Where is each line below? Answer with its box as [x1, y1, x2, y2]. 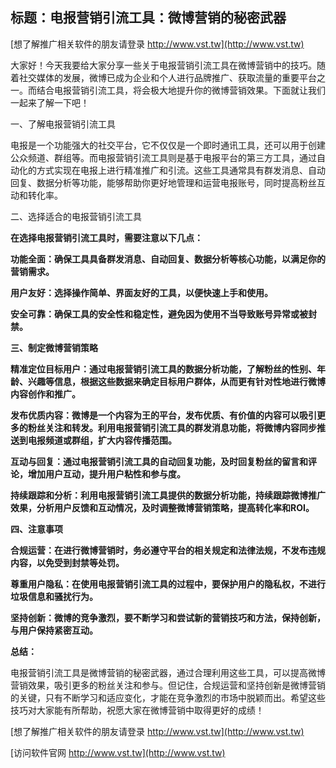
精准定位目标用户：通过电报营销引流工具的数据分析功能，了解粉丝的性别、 [10, 363, 317, 375]
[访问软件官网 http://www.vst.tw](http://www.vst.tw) [10, 746, 226, 758]
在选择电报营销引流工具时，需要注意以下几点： [10, 231, 203, 243]
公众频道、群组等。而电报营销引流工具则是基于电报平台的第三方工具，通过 [10, 151, 317, 163]
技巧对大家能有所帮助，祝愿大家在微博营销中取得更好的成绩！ [10, 704, 265, 716]
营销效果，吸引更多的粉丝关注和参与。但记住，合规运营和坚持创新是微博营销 [10, 679, 326, 691]
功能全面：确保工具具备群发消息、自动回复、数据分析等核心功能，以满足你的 [10, 253, 326, 265]
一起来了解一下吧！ [10, 96, 90, 108]
